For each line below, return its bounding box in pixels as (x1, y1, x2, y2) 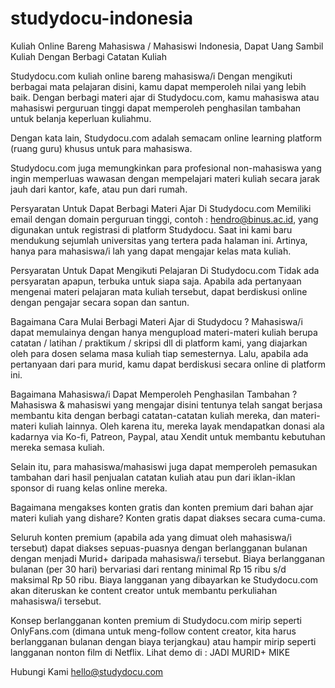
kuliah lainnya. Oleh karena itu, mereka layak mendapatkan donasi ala (38, 420, 325, 432)
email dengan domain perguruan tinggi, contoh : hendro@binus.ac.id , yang (10, 213, 319, 225)
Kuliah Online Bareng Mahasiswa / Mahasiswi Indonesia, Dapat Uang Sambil (10, 40, 324, 52)
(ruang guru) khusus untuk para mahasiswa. (10, 142, 193, 154)
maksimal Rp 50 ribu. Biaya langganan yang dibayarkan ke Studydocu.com (10, 573, 319, 586)
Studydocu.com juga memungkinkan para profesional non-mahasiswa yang (10, 162, 322, 174)
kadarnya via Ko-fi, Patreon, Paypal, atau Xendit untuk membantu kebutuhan (10, 430, 326, 442)
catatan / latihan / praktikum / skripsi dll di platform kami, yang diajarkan (10, 337, 308, 349)
